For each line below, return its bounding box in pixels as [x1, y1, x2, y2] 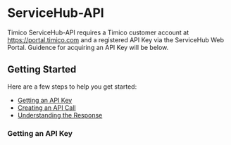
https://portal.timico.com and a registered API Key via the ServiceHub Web [7, 35, 224, 44]
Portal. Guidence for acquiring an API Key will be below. [7, 43, 169, 51]
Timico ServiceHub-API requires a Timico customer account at [7, 28, 189, 37]
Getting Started [7, 63, 77, 75]
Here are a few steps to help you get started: [7, 82, 137, 91]
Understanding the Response [17, 111, 103, 119]
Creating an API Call [17, 103, 76, 112]
